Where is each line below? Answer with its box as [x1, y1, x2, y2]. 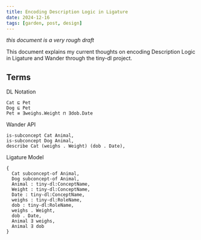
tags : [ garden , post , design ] [6, 20, 83, 26]
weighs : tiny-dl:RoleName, [11, 197, 83, 203]
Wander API [6, 121, 36, 128]
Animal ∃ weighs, [11, 218, 56, 224]
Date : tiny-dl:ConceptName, [11, 192, 85, 198]
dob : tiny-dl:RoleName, [11, 203, 74, 209]
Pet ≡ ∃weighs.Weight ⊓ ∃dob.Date [6, 110, 94, 116]
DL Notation [6, 88, 36, 95]
